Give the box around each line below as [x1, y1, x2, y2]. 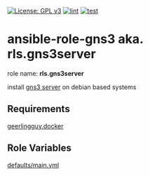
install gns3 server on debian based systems [7, 83, 137, 91]
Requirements [7, 103, 70, 115]
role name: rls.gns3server [7, 69, 84, 77]
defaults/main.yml [7, 161, 60, 169]
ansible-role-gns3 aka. [7, 32, 144, 47]
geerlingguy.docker [7, 121, 64, 130]
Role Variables [7, 142, 71, 154]
